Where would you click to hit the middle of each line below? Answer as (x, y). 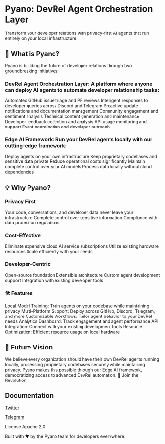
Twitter (12, 408)
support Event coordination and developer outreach (57, 127)
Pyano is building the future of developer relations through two (69, 65)
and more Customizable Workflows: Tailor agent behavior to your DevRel (79, 316)
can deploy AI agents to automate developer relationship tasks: (82, 90)
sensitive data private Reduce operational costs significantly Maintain (75, 161)
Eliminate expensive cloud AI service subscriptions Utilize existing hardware (82, 246)
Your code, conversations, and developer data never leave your (69, 212)
